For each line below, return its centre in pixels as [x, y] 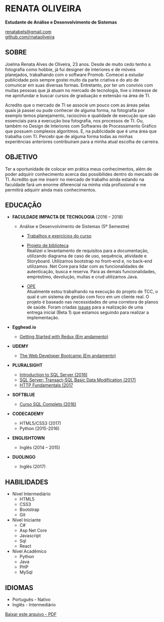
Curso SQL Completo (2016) [48, 404]
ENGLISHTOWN [28, 438]
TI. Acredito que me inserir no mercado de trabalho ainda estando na [75, 179]
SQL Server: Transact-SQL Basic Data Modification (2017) [78, 380]
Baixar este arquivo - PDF [31, 614]
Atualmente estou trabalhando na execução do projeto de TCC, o [92, 292]
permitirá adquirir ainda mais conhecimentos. [51, 190]
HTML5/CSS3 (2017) [40, 424]
